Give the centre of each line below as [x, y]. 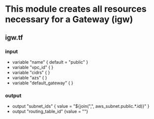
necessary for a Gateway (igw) [69, 19]
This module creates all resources [76, 9]
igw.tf [14, 37]
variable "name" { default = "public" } [50, 62]
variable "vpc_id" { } [33, 67]
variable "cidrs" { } [31, 72]
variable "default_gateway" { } [43, 83]
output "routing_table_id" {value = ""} [50, 112]
